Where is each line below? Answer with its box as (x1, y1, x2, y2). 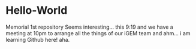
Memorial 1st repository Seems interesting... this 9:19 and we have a (5, 23, 173, 30)
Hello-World (5, 4, 68, 17)
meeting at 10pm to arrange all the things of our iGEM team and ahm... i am (5, 29, 191, 36)
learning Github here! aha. (5, 36, 70, 43)
